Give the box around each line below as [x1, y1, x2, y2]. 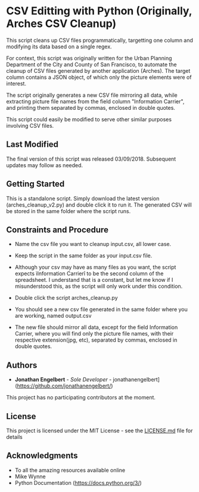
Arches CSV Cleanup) [6, 17, 117, 30]
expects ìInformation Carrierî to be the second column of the [14, 270, 164, 277]
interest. [6, 79, 27, 87]
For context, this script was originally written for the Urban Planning [6, 54, 172, 61]
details [6, 433, 23, 440]
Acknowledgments [6, 451, 79, 461]
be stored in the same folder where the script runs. [6, 207, 131, 214]
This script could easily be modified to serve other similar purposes [6, 115, 172, 123]
